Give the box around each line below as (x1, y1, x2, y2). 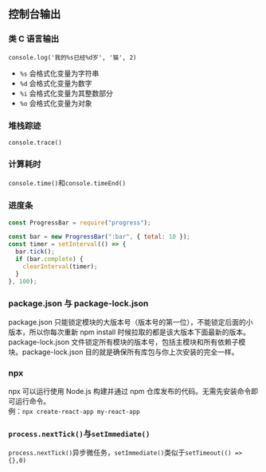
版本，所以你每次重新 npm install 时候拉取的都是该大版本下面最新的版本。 (8, 327, 251, 337)
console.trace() (8, 138, 62, 146)
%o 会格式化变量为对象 (19, 98, 93, 107)
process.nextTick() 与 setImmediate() (8, 428, 151, 439)
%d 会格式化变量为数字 (19, 78, 93, 88)
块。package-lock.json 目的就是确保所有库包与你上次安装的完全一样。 (8, 347, 239, 357)
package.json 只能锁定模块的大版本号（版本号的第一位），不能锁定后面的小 (8, 317, 253, 326)
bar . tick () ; (15, 248, 56, 256)
